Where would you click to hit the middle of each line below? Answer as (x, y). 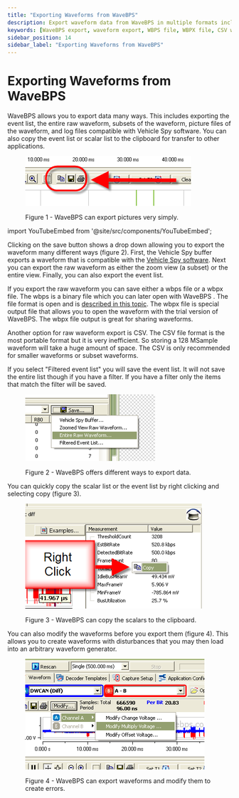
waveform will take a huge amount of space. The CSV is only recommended (119, 348)
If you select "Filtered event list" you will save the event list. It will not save (116, 369)
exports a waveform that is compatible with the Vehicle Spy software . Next (117, 260)
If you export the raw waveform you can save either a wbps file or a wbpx (115, 289)
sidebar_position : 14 (39, 38)
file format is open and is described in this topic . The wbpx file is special (113, 304)
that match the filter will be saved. (57, 385)
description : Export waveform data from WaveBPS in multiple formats (113, 22)
